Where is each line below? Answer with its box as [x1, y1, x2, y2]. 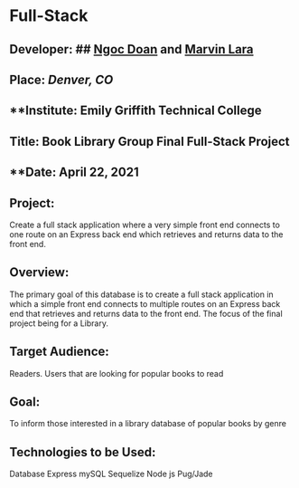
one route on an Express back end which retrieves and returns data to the [9, 228, 284, 240]
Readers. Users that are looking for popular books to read [9, 368, 224, 378]
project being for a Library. [9, 318, 108, 329]
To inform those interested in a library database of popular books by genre [9, 418, 287, 429]
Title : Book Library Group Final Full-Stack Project [9, 133, 291, 149]
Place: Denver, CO [9, 72, 114, 87]
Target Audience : [9, 344, 110, 359]
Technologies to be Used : [9, 445, 156, 460]
